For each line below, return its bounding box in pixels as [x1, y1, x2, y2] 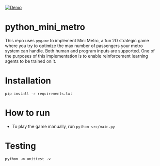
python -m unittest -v [5, 156, 51, 161]
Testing [5, 141, 36, 151]
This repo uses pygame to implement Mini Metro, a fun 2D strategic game [5, 37, 149, 43]
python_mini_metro [5, 22, 85, 33]
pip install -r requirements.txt [5, 91, 73, 96]
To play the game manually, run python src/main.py [12, 123, 115, 129]
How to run [5, 107, 50, 118]
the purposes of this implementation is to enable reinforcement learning [5, 53, 148, 59]
